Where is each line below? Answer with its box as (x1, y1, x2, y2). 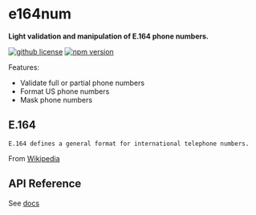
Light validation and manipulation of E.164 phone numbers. (8, 31, 209, 41)
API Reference (8, 177, 82, 191)
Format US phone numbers (19, 86, 110, 96)
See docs (8, 198, 40, 208)
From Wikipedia (8, 153, 60, 163)
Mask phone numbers (19, 95, 93, 104)
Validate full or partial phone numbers (19, 78, 145, 87)
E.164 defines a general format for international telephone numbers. (8, 140, 250, 148)
